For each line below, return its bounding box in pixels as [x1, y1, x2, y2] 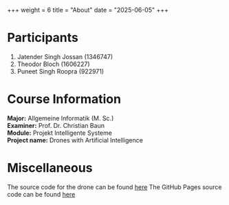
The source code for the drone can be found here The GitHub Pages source [7, 182, 222, 191]
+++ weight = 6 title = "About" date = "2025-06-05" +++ [7, 6, 168, 14]
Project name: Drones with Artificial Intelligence [7, 136, 143, 144]
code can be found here [7, 190, 76, 198]
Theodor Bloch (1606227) [17, 60, 91, 68]
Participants [7, 30, 79, 45]
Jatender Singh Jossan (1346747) [17, 52, 113, 61]
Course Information [7, 91, 122, 107]
